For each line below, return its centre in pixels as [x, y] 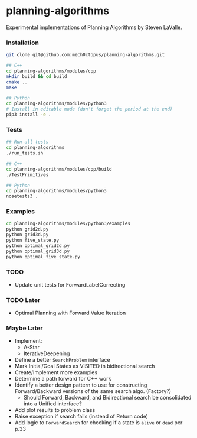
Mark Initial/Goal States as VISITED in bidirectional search [85, 366]
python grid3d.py [27, 235]
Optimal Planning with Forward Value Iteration [70, 313]
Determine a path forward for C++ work [63, 379]
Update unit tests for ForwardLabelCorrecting [70, 284]
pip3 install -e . [29, 115]
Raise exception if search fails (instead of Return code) [81, 416]
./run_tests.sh [25, 153]
